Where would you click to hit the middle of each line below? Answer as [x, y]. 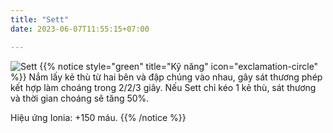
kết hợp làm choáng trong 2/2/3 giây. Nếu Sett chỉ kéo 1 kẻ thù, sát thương [163, 87]
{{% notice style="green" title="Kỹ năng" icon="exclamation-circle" [179, 66]
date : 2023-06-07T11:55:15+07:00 [80, 29]
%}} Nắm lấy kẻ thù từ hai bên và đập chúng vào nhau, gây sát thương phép [166, 77]
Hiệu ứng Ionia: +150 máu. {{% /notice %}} [98, 117]
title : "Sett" [40, 19]
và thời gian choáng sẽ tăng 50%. [80, 98]
